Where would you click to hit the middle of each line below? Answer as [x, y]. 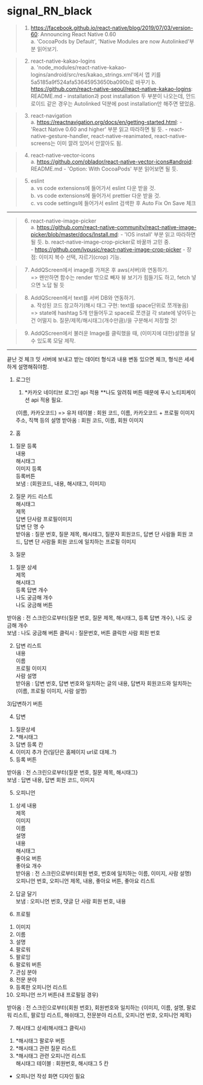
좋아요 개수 [29, 865]
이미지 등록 [29, 468]
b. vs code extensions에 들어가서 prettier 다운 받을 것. [96, 195]
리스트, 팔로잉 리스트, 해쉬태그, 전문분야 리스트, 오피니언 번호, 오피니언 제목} [102, 1015]
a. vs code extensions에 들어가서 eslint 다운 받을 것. [93, 188]
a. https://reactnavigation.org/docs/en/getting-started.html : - [106, 122]
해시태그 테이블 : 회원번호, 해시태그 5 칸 [62, 1063]
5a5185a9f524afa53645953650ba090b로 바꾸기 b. [93, 82]
